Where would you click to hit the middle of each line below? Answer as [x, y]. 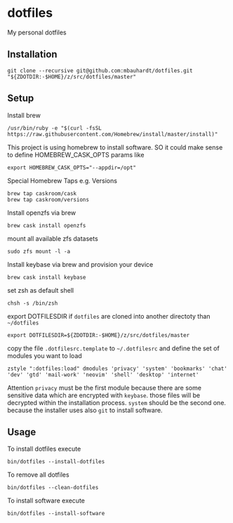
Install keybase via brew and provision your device [80, 264]
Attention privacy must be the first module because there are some [105, 388]
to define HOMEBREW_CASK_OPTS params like [76, 154]
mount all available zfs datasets [53, 238]
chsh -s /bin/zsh [33, 303]
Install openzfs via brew [42, 213]
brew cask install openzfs [47, 225]
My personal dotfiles [37, 32]
